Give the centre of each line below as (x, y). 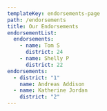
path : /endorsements (37, 20)
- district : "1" (37, 78)
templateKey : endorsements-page (53, 13)
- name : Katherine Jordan (51, 90)
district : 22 (44, 65)
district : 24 (44, 52)
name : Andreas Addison (52, 84)
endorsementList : (32, 33)
